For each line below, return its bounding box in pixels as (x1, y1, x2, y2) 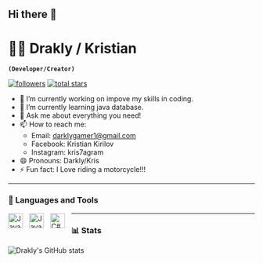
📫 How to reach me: (19, 119, 87, 130)
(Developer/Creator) (8, 65, 76, 73)
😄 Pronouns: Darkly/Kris (19, 156, 99, 166)
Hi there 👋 (8, 8, 57, 21)
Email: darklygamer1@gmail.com (31, 131, 137, 141)
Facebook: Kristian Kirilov (31, 139, 114, 149)
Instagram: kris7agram (31, 148, 104, 157)
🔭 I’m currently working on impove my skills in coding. (19, 94, 194, 104)
